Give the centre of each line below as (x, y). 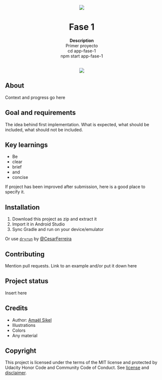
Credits (17, 308)
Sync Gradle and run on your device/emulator (58, 229)
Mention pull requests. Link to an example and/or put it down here (71, 266)
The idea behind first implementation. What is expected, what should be (77, 124)
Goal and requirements (41, 113)
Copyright (21, 351)
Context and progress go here (35, 97)
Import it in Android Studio (38, 224)
